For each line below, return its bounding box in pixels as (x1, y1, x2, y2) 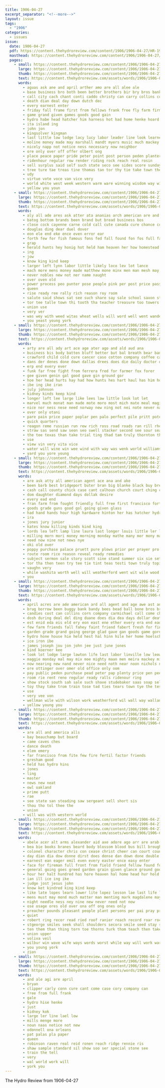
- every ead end (23, 497, 56, 502)
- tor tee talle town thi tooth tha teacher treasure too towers (23, 300, 160, 305)
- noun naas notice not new (23, 1023, 80, 1028)
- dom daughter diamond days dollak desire (23, 492, 113, 497)
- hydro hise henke (23, 1000, 63, 1005)
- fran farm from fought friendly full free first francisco (23, 501, 151, 506)
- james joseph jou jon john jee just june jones (23, 643, 126, 648)
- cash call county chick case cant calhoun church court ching (23, 488, 157, 493)
